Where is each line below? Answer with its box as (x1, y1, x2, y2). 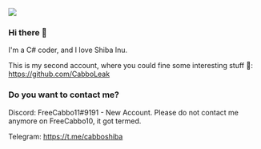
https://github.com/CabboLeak (8, 69, 110, 79)
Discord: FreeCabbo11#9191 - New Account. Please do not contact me (8, 107, 239, 117)
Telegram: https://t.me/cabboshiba (8, 131, 123, 141)
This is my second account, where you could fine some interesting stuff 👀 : (8, 61, 254, 70)
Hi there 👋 (8, 26, 48, 38)
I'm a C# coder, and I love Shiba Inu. (8, 45, 128, 55)
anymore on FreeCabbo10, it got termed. (8, 116, 142, 126)
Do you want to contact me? (8, 89, 120, 100)
